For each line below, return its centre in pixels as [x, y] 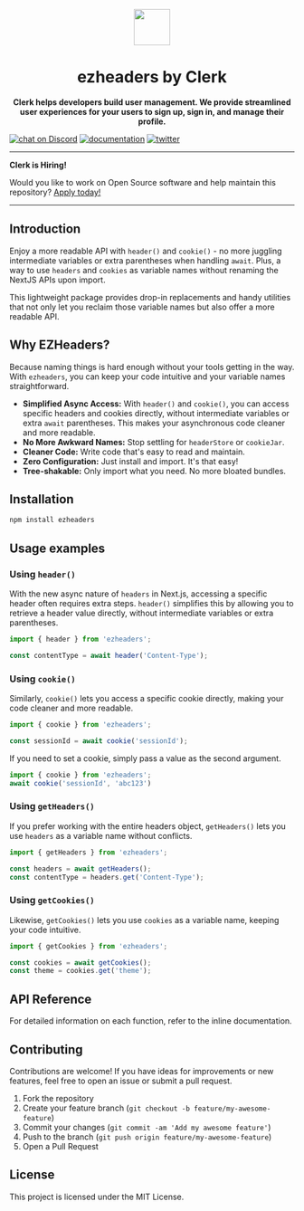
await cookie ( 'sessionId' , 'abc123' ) [81, 783]
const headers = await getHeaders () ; [81, 869]
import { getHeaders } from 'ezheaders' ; [89, 852]
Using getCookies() [52, 901]
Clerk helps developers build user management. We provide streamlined [152, 102]
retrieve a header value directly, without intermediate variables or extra [142, 613]
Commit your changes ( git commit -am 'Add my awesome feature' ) [147, 1127]
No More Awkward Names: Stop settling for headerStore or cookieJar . [153, 442]
